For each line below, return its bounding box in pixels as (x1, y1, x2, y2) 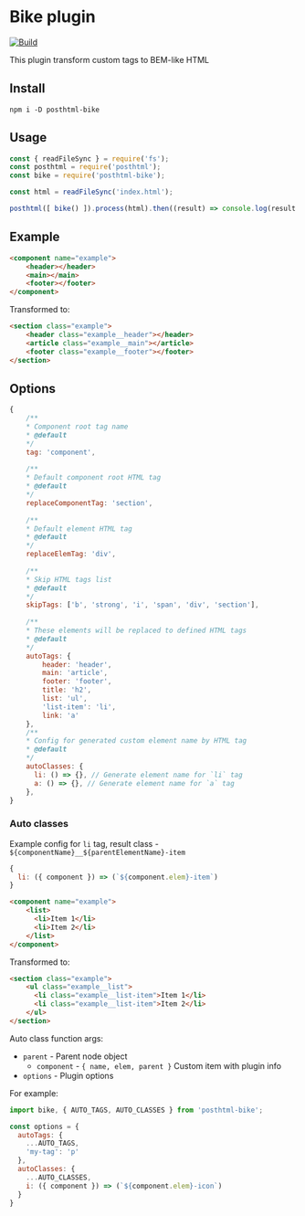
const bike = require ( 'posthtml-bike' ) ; (9, 171, 166, 180)
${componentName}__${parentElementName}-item (9, 848, 185, 857)
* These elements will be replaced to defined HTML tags (26, 626, 247, 636)
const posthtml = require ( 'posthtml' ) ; (9, 163, 162, 172)
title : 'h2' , (42, 685, 92, 695)
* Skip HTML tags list (26, 575, 112, 584)
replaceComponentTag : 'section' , (26, 498, 153, 508)
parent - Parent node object (22, 1051, 128, 1062)
